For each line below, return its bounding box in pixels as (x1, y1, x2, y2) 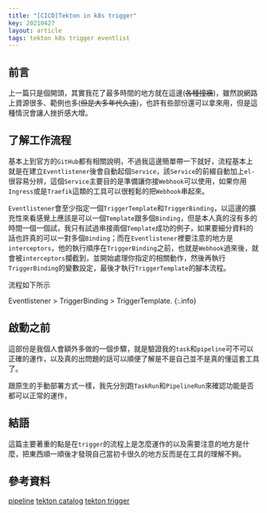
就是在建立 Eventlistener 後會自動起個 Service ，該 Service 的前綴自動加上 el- (8, 166, 255, 176)
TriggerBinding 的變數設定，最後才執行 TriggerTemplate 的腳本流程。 (8, 262, 231, 272)
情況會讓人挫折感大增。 (14, 109, 92, 118)
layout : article (8, 26, 62, 34)
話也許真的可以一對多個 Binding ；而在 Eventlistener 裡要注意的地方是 (8, 233, 234, 243)
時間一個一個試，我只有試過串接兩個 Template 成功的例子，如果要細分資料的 (8, 223, 253, 232)
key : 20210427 (8, 19, 56, 27)
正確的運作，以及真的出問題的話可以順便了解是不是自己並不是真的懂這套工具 (8, 353, 260, 363)
